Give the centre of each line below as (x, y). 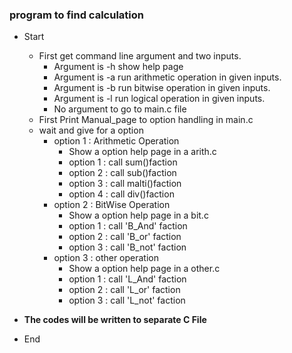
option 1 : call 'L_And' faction (127, 279)
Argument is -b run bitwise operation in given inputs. (162, 88)
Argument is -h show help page (118, 67)
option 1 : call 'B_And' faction (128, 226)
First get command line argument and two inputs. (140, 56)
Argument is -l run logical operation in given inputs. (159, 99)
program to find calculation (76, 15)
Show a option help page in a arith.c (142, 152)
